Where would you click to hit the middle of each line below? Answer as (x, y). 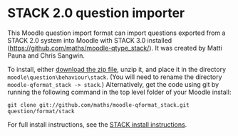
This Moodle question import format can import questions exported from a (117, 33)
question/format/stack (41, 111)
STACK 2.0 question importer (96, 13)
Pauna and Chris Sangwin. (46, 56)
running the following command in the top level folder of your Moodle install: (119, 92)
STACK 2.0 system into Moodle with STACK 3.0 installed (90, 40)
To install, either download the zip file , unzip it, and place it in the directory (117, 69)
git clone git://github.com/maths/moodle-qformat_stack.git (99, 105)
